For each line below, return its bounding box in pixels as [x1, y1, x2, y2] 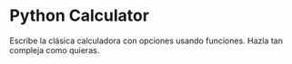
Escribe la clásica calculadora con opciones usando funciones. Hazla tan [9, 35, 284, 46]
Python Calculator [9, 5, 150, 26]
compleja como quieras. [9, 44, 100, 55]
